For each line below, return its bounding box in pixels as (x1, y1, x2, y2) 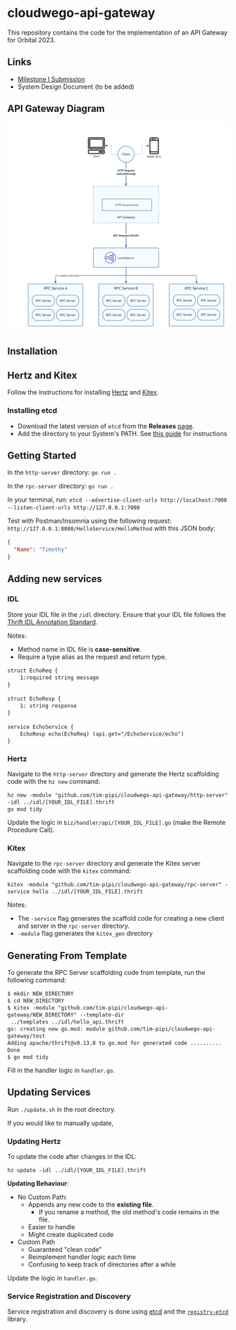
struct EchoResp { (7, 695, 61, 702)
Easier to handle (27, 1223, 75, 1231)
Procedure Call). (7, 826, 55, 834)
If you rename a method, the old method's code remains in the (38, 1208, 220, 1217)
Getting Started (7, 449, 77, 461)
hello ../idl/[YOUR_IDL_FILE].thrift (32, 888, 143, 895)
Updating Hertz (7, 1136, 61, 1146)
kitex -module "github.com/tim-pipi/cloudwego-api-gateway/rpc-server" (7, 881, 222, 888)
